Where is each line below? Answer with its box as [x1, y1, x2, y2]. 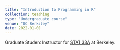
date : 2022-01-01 [5, 26, 41, 31]
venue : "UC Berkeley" [5, 21, 50, 26]
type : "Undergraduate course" [5, 16, 68, 21]
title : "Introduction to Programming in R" [5, 7, 96, 12]
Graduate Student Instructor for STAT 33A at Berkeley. [5, 39, 116, 45]
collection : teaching [5, 12, 50, 17]
